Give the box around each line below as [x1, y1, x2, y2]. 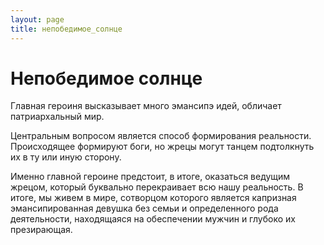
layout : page [10, 14, 65, 25]
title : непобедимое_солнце [10, 24, 123, 34]
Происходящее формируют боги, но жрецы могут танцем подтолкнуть [10, 141, 315, 153]
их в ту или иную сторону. [10, 151, 122, 163]
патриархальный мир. [10, 111, 105, 123]
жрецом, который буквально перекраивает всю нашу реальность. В [10, 181, 304, 193]
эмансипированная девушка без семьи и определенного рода [10, 202, 279, 215]
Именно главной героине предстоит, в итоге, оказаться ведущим [10, 171, 291, 183]
